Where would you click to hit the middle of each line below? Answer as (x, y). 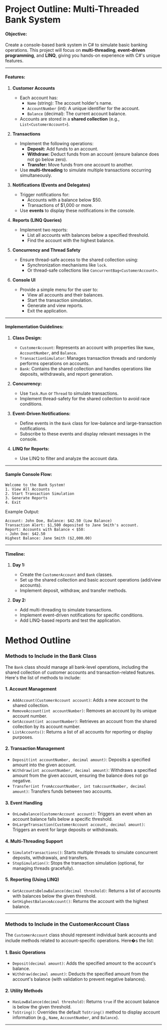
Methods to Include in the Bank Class (51, 656)
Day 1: (19, 565)
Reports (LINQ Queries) (37, 220)
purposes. (23, 737)
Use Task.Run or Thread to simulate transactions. (69, 393)
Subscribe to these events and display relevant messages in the (85, 434)
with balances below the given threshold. (54, 896)
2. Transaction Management (35, 748)
